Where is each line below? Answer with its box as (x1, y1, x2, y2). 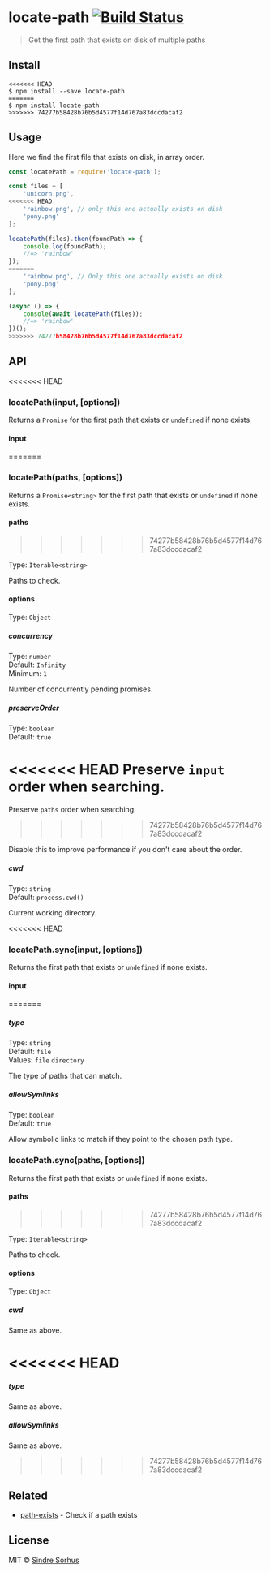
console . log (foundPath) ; (23, 242, 107, 251)
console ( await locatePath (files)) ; (23, 309, 144, 318)
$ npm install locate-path (8, 101, 100, 110)
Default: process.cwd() (8, 892, 84, 902)
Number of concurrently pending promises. (8, 684, 153, 694)
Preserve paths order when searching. (8, 804, 136, 814)
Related (8, 1488, 49, 1502)
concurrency (8, 631, 54, 640)
